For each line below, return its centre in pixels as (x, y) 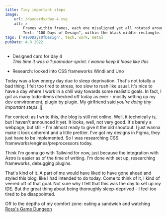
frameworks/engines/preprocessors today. (49, 143)
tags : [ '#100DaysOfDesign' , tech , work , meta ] (54, 38)
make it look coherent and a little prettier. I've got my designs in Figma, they (83, 133)
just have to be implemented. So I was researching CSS (62, 138)
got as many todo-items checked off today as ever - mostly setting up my (80, 96)
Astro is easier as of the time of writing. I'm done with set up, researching (80, 158)
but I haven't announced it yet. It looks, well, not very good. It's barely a (78, 122)
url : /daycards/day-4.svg (41, 19)
